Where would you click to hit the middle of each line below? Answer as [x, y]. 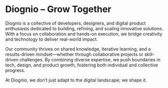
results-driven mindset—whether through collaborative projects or [74, 54]
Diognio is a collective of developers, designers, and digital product [75, 23]
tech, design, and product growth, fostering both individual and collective [82, 65]
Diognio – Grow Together [58, 9]
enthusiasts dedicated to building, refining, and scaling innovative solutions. [84, 28]
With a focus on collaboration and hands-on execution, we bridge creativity [84, 34]
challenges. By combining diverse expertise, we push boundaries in [90, 59]
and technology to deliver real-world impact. [52, 39]
